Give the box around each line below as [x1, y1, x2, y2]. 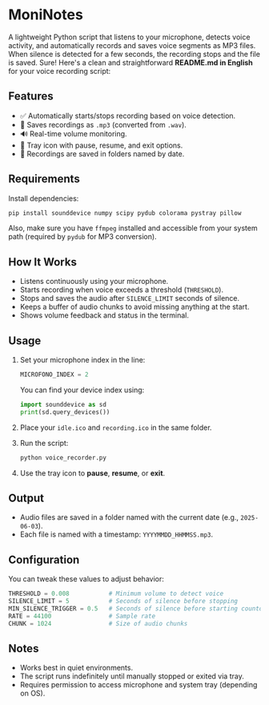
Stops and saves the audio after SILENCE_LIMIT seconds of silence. [19, 294, 240, 303]
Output [8, 491, 44, 504]
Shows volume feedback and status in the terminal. [19, 310, 190, 320]
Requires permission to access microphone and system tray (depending [19, 680, 258, 690]
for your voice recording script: [8, 66, 111, 75]
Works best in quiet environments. [19, 663, 134, 673]
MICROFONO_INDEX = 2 [19, 371, 89, 379]
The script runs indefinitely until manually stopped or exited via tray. [19, 671, 244, 681]
